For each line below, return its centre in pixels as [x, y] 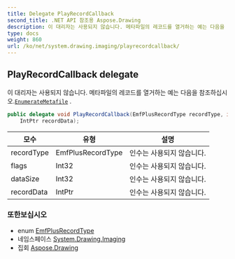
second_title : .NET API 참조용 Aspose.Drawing [74, 20]
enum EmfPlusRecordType [56, 230]
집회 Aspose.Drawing [48, 247]
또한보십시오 [27, 215]
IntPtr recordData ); [50, 121]
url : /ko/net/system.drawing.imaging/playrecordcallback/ [93, 46]
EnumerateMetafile [41, 101]
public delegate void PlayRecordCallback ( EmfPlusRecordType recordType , [115, 114]
